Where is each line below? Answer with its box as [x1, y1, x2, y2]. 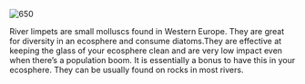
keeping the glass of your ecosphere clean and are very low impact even [9, 45, 283, 56]
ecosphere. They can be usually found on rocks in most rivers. [9, 64, 244, 75]
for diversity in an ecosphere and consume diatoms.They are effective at [9, 36, 282, 46]
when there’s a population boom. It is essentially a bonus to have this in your [9, 55, 296, 65]
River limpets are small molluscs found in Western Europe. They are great [9, 26, 285, 36]
